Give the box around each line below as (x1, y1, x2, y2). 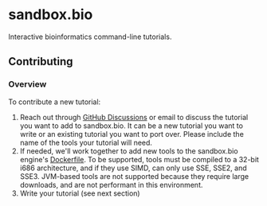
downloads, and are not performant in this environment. (19, 180, 203, 189)
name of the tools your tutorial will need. (19, 138, 153, 147)
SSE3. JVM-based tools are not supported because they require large (19, 171, 249, 181)
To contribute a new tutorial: (8, 97, 101, 107)
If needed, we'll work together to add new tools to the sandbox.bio (19, 146, 238, 156)
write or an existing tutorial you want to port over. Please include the (19, 129, 245, 138)
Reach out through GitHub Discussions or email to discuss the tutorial (19, 112, 249, 122)
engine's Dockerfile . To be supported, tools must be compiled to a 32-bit (19, 154, 259, 164)
